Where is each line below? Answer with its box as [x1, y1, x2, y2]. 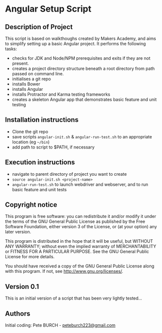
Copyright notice [5, 200, 57, 209]
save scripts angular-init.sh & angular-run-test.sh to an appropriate [12, 133, 152, 139]
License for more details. [5, 254, 55, 260]
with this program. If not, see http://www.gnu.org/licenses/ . [5, 268, 124, 274]
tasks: [5, 46, 17, 51]
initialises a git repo [12, 76, 51, 82]
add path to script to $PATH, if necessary [12, 144, 95, 150]
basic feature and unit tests [12, 186, 67, 192]
